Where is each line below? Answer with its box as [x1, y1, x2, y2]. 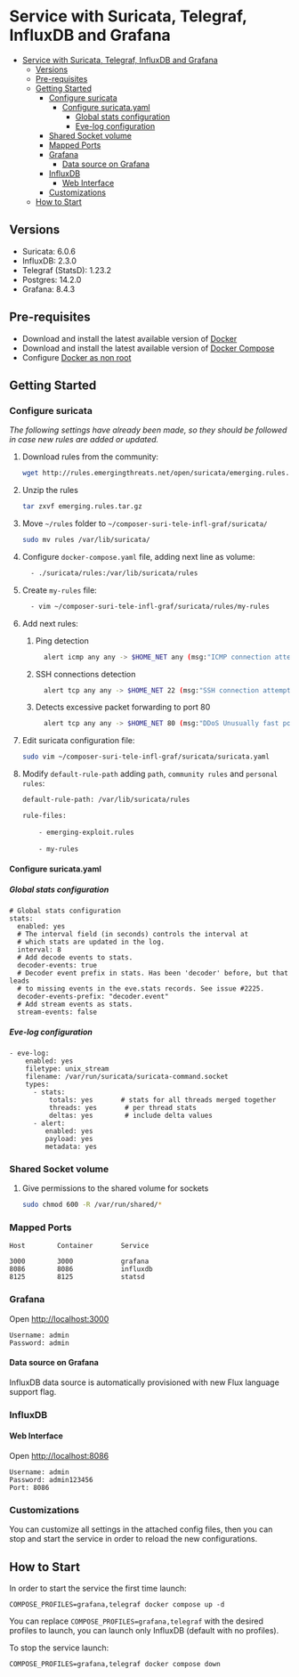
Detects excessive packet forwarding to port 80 [35, 701, 211, 713]
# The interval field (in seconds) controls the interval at [17, 929, 249, 938]
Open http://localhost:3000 [9, 1313, 109, 1324]
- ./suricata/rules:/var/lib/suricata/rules [30, 568, 198, 578]
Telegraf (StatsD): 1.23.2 [21, 264, 112, 275]
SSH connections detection [35, 668, 136, 679]
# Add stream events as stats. [17, 1000, 133, 1009]
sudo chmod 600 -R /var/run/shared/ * [21, 1200, 163, 1210]
